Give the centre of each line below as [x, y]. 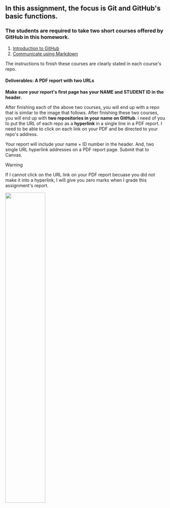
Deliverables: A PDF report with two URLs [50, 80]
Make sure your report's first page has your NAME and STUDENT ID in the [84, 92]
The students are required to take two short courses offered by [84, 31]
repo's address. [22, 134]
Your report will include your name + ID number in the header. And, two [80, 144]
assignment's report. [27, 185]
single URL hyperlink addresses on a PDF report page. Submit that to [77, 149]
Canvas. [14, 155]
